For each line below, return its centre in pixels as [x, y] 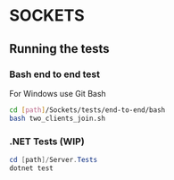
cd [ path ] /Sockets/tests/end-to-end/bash [87, 110]
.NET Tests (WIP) [47, 141]
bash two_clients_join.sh [57, 118]
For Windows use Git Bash [58, 93]
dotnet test [31, 168]
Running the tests [59, 49]
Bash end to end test [55, 74]
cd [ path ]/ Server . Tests [54, 159]
